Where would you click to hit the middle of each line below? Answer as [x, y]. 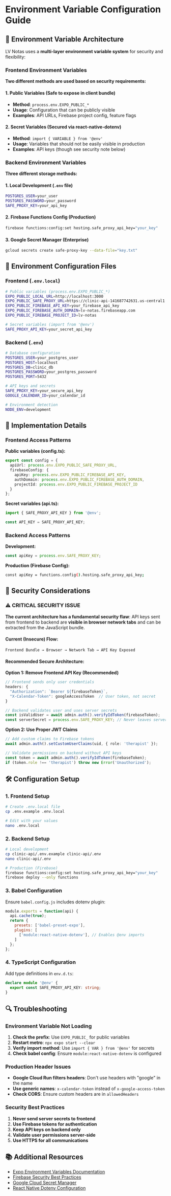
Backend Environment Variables [46, 162]
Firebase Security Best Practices [47, 1177]
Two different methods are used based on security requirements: [76, 81]
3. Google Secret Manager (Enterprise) [47, 239]
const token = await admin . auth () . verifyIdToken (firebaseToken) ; [76, 758]
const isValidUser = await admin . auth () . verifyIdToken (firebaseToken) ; [83, 715]
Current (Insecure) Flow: [32, 639]
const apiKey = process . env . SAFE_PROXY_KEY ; [53, 556]
